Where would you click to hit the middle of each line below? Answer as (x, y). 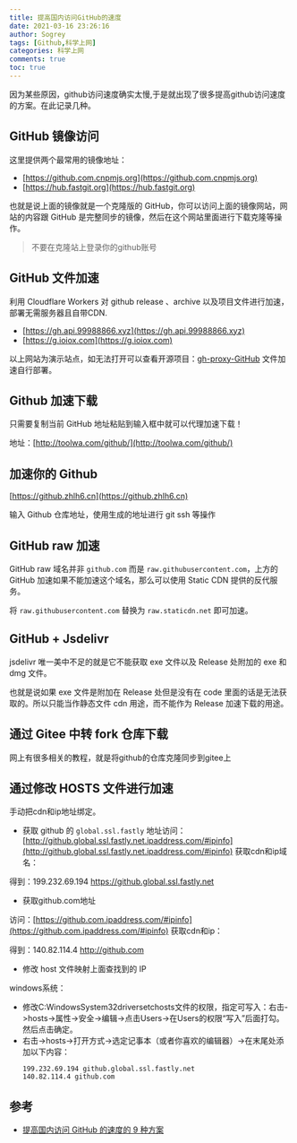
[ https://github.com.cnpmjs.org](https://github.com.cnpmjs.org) (140, 178)
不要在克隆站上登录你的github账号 (94, 247)
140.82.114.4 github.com (68, 1077)
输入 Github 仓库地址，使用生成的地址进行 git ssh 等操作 (113, 515)
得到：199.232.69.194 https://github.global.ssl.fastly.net (112, 882)
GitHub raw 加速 (55, 546)
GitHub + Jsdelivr (59, 639)
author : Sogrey (38, 34)
